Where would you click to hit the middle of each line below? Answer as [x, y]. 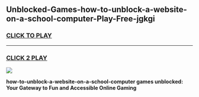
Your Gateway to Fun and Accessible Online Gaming [71, 88]
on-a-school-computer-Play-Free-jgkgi [81, 19]
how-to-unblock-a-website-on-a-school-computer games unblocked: [95, 81]
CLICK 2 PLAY [27, 58]
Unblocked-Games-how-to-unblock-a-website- [97, 10]
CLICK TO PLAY [29, 36]
